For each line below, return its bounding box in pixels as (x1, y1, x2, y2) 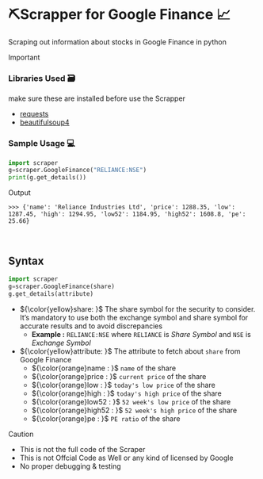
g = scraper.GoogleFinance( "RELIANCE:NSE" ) (8, 167, 147, 174)
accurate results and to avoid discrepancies (19, 321, 163, 331)
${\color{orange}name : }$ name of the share (31, 363, 177, 373)
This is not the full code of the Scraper (19, 444, 146, 454)
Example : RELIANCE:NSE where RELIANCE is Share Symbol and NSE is (31, 329, 251, 339)
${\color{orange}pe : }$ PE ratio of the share (31, 413, 181, 423)
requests (19, 109, 49, 119)
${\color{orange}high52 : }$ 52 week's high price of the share (31, 405, 238, 415)
